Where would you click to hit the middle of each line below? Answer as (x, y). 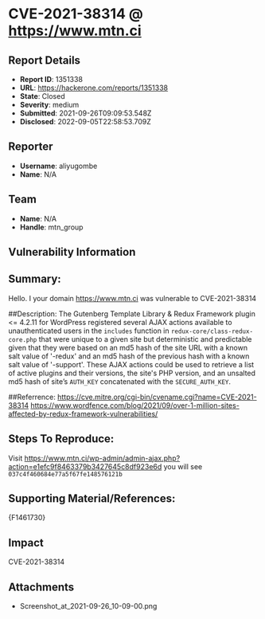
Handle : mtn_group (51, 227)
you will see (183, 466)
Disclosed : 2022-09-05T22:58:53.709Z (85, 121)
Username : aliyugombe (58, 166)
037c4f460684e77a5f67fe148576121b (66, 474)
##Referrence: (32, 397)
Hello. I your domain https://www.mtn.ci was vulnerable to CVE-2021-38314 (132, 298)
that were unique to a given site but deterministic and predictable (145, 339)
